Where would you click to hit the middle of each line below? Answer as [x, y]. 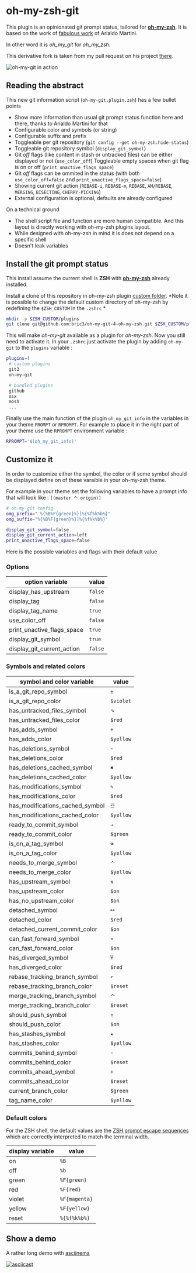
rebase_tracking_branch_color [50, 986]
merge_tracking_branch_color [50, 1005]
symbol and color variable [57, 682]
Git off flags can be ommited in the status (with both [77, 173]
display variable [32, 1151]
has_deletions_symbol [39, 748]
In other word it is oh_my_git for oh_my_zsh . [58, 44]
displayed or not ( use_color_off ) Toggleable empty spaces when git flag [101, 161]
